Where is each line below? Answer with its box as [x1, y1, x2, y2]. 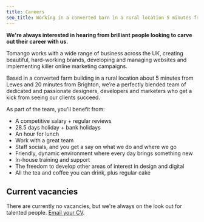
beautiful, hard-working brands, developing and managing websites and [6, 56, 187, 63]
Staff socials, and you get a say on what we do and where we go [15, 143, 177, 150]
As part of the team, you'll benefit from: [6, 105, 105, 113]
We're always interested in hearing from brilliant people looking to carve [6, 31, 192, 38]
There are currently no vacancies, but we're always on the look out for [6, 203, 182, 210]
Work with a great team [15, 136, 74, 144]
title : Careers [6, 9, 45, 15]
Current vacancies [6, 186, 78, 196]
